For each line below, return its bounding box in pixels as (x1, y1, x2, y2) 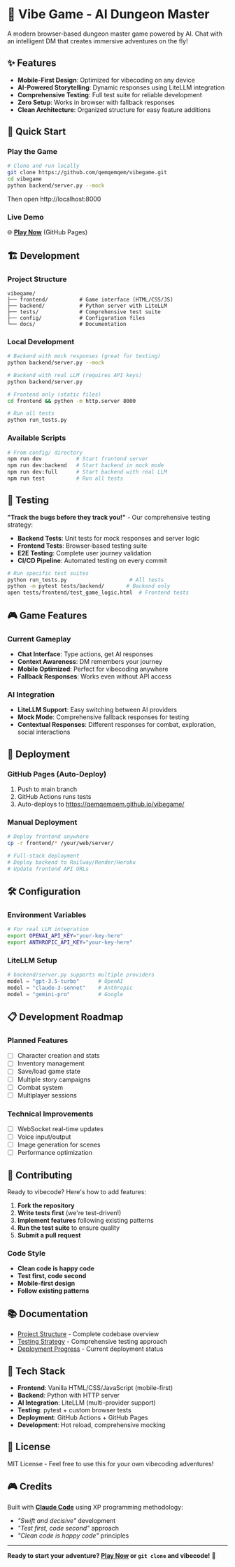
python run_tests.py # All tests (7, 576, 164, 583)
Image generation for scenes (17, 1140, 101, 1149)
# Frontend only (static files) (7, 391, 101, 398)
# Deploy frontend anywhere (7, 833, 90, 840)
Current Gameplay (7, 634, 71, 644)
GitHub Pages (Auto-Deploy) (7, 769, 107, 779)
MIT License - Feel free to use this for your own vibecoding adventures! (7, 1459, 214, 1468)
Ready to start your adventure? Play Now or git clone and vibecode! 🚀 (7, 1551, 216, 1559)
